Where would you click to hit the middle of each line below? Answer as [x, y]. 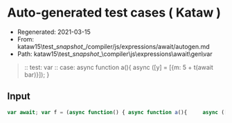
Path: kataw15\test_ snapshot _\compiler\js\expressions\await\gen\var [115, 54]
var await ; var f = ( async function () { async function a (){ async [113, 112]
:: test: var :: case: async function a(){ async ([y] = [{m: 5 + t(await [118, 67]
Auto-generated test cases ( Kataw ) [114, 13]
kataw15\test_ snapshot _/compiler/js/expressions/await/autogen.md [113, 46]
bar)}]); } [37, 75]
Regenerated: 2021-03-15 [54, 32]
